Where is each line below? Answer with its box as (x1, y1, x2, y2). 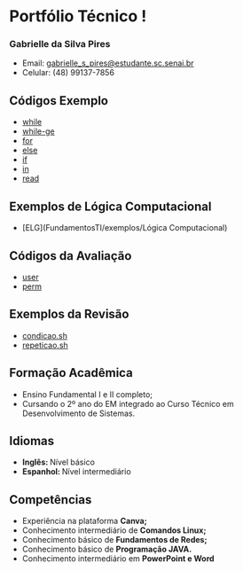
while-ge (21, 126, 55, 137)
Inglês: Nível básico (21, 457, 96, 467)
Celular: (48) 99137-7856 (21, 67, 115, 78)
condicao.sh (21, 330, 68, 340)
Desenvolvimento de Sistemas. (21, 408, 136, 418)
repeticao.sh (21, 340, 68, 350)
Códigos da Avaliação (9, 248, 132, 263)
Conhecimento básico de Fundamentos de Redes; (21, 535, 208, 545)
